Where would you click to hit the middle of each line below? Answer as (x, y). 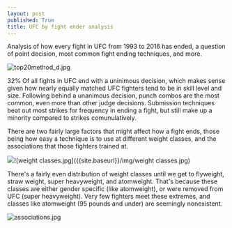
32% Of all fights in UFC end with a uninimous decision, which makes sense (116, 81)
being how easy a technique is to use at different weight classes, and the (112, 139)
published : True (31, 20)
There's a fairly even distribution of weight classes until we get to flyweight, (116, 174)
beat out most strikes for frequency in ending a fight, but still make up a (110, 111)
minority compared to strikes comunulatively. (72, 118)
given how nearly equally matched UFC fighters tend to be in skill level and (115, 89)
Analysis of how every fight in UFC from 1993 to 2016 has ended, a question (116, 47)
